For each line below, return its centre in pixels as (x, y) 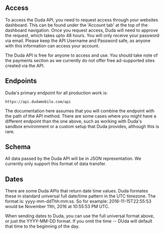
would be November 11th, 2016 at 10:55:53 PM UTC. (57, 207)
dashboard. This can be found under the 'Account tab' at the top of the (76, 25)
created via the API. (25, 65)
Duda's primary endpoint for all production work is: (57, 93)
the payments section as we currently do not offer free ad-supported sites (80, 60)
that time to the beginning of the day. (42, 226)
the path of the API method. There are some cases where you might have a (81, 116)
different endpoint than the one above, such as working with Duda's (73, 121)
